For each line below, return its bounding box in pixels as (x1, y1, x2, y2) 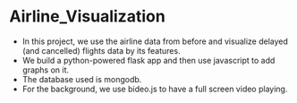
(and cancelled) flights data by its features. (21, 45, 181, 56)
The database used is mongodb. (21, 73, 142, 84)
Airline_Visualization (9, 6, 165, 27)
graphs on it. (21, 64, 70, 75)
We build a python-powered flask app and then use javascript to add (21, 55, 276, 65)
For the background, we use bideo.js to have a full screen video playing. (21, 83, 288, 94)
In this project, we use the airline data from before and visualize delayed (21, 36, 289, 47)
